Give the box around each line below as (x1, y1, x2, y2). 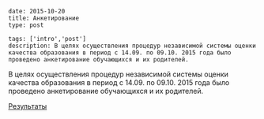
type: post (8, 21, 44, 29)
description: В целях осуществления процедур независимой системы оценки (8, 42, 257, 50)
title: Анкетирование (8, 14, 80, 22)
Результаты (8, 102, 47, 110)
